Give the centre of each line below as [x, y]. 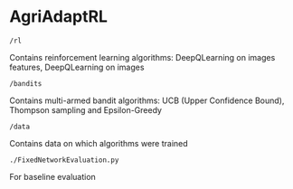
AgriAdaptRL [59, 17]
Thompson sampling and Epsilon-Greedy [86, 109]
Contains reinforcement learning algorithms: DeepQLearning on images [142, 57]
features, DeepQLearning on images [77, 67]
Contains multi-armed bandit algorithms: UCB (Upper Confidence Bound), [147, 100]
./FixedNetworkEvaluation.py [64, 160]
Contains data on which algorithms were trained [99, 143]
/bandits [26, 83]
